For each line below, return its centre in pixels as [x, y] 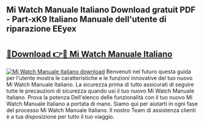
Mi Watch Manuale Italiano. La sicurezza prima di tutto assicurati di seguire [100, 85]
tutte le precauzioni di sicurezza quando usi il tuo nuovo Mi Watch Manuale [100, 91]
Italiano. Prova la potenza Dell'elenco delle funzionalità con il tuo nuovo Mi [100, 97]
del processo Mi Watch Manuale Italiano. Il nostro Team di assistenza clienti [101, 110]
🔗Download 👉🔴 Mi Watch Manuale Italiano [89, 54]
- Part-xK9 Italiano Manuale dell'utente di [86, 20]
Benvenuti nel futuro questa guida [149, 71]
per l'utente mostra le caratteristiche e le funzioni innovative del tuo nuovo [100, 78]
